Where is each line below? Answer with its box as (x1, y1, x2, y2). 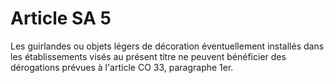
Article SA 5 (10, 7, 112, 30)
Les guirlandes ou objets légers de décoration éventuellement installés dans (10, 40, 325, 52)
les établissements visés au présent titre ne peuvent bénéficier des (10, 50, 287, 62)
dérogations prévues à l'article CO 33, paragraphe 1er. (10, 61, 234, 73)
